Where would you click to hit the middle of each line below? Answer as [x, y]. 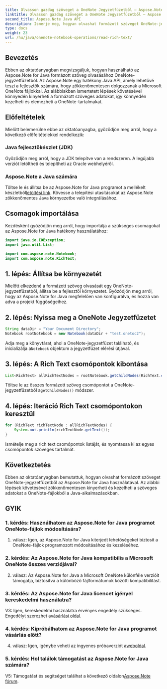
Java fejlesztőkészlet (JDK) [39, 148]
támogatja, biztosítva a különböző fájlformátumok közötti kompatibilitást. [86, 580]
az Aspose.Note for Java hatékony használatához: [57, 231]
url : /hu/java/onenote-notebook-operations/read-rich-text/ [69, 38]
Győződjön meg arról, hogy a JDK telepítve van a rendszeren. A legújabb [80, 158]
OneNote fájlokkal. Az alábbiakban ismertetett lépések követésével [74, 91]
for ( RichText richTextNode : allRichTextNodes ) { [59, 425]
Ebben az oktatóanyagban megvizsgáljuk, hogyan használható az [72, 70]
